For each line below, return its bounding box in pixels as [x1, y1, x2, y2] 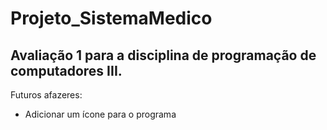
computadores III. [10, 62, 123, 79]
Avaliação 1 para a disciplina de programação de [10, 47, 317, 64]
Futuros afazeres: [10, 89, 83, 101]
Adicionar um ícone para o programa [24, 108, 177, 120]
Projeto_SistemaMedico [10, 7, 213, 30]
